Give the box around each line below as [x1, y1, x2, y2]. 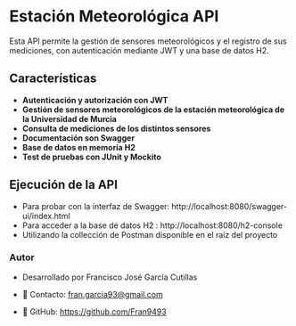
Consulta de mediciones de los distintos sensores [21, 123, 211, 134]
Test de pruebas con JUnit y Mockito [21, 151, 162, 162]
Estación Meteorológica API [9, 6, 219, 27]
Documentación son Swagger [21, 132, 136, 143]
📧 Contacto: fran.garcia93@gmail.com [21, 289, 163, 299]
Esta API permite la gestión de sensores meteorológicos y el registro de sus [9, 36, 287, 46]
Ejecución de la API [9, 177, 119, 192]
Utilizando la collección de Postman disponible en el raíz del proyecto [21, 229, 278, 240]
